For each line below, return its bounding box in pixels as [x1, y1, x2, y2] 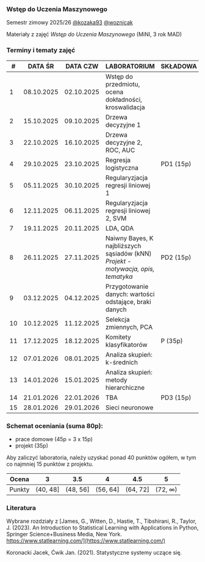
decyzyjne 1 [105, 120, 142, 129]
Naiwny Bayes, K [105, 234, 154, 242]
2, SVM [105, 214, 127, 222]
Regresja [105, 156, 131, 164]
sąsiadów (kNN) [105, 249, 152, 257]
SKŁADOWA [160, 62, 197, 70]
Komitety [105, 333, 131, 341]
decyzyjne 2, [105, 138, 143, 146]
